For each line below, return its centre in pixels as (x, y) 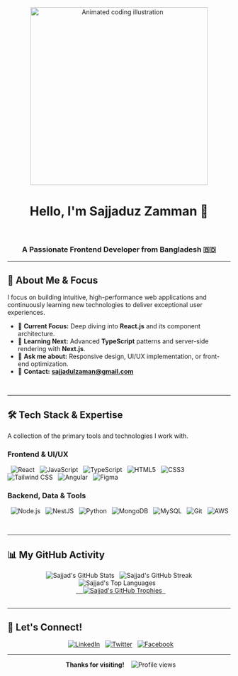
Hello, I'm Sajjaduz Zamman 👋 (119, 211)
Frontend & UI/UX (38, 454)
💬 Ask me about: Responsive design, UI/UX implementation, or (109, 356)
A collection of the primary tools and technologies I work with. (98, 436)
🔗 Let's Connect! (45, 627)
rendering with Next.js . (51, 349)
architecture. (36, 334)
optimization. (50, 364)
